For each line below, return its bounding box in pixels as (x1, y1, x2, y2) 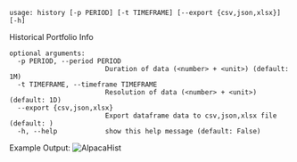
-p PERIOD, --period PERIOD (17, 57, 122, 66)
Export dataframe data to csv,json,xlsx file (104, 111, 277, 120)
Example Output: (9, 142, 71, 153)
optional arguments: (9, 49, 87, 58)
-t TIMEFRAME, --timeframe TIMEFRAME (17, 80, 158, 89)
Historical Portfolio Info (9, 32, 94, 42)
